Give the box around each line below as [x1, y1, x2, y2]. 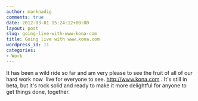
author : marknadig [6, 8, 52, 15]
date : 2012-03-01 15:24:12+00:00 [6, 20, 89, 26]
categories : [6, 48, 36, 53]
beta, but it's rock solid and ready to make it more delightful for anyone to [6, 81, 187, 89]
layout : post [6, 25, 39, 31]
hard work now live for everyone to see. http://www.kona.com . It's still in [6, 75, 187, 83]
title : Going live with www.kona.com [6, 36, 100, 42]
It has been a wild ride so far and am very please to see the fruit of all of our [6, 69, 193, 76]
